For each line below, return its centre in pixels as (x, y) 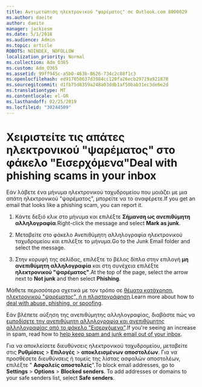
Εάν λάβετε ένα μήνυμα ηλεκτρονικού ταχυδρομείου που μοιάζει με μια (97, 192)
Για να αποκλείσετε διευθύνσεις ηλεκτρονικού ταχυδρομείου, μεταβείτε (97, 346)
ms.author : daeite (29, 18)
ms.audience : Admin (31, 40)
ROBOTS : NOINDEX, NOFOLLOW (40, 51)
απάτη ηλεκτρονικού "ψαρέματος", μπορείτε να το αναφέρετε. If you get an (101, 199)
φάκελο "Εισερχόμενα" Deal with (92, 163)
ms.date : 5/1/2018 (29, 34)
